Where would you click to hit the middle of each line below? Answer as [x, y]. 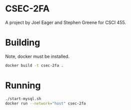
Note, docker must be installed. [37, 56]
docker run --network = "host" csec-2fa [45, 103]
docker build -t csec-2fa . [34, 65]
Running [23, 85]
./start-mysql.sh [23, 99]
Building [23, 43]
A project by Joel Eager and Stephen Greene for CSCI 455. [66, 22]
